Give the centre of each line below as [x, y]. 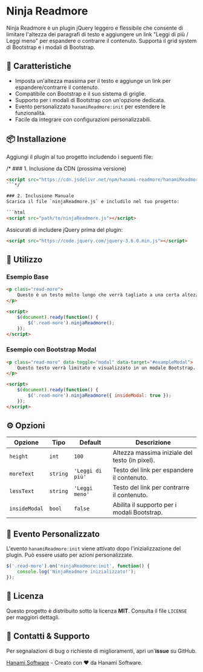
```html [16, 213]
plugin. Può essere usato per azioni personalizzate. [70, 555]
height [19, 457]
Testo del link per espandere [153, 470]
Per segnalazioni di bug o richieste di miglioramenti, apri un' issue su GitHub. [101, 651]
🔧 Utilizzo [24, 260]
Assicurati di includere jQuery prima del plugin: [65, 230]
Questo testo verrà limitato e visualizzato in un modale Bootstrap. [107, 368]
